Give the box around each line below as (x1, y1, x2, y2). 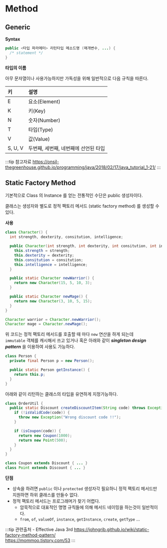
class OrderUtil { (5, 401, 43, 406)
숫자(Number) (28, 117, 61, 124)
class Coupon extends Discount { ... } (5, 461, 88, 466)
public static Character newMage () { (9, 294, 88, 299)
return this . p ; (14, 372, 46, 377)
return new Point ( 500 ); (18, 438, 68, 443)
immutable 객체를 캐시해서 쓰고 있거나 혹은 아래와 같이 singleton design (5, 337, 147, 343)
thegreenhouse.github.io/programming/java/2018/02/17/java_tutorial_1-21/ (5, 164, 156, 170)
